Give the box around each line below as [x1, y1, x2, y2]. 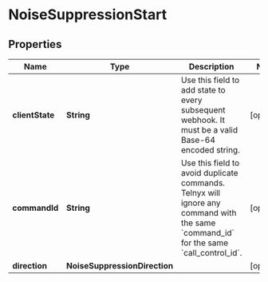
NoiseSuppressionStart [8, 6, 167, 24]
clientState [12, 109, 55, 121]
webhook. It [180, 114, 226, 125]
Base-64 [180, 134, 215, 145]
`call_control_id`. [180, 248, 242, 258]
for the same [180, 237, 229, 248]
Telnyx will [180, 188, 221, 198]
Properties [8, 38, 62, 51]
